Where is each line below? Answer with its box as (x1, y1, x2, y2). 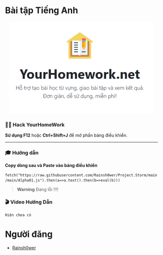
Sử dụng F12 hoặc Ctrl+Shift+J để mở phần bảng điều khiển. (5, 132, 128, 138)
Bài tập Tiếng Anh (5, 5, 79, 16)
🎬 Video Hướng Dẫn (5, 199, 52, 205)
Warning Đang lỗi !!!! (16, 186, 59, 192)
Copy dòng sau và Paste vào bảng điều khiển (5, 162, 98, 168)
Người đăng (5, 229, 53, 240)
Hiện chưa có (5, 212, 32, 218)
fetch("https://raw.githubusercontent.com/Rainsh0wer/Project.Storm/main (5, 173, 158, 178)
